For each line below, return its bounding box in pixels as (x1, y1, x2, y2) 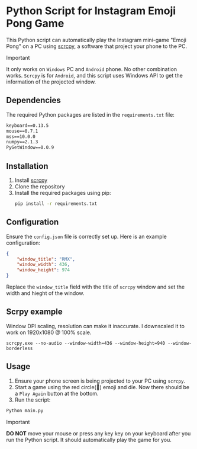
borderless (6, 345, 33, 351)
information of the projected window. (6, 78, 96, 85)
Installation (6, 161, 49, 171)
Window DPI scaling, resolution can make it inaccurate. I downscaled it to (6, 322, 185, 329)
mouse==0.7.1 (6, 128, 38, 134)
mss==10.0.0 (6, 133, 35, 140)
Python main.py (6, 408, 44, 413)
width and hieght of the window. (6, 290, 85, 297)
